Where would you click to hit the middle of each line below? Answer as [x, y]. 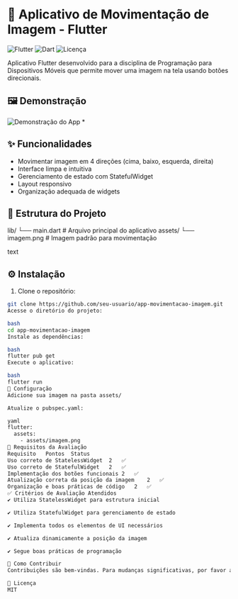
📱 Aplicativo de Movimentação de [108, 15]
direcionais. [24, 78]
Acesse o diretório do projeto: [55, 311]
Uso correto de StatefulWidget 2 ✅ [67, 467]
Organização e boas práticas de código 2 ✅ [80, 487]
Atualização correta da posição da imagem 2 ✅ [86, 480]
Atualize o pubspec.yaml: [45, 408]
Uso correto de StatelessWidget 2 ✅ [67, 460]
